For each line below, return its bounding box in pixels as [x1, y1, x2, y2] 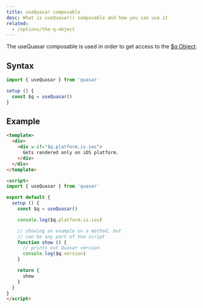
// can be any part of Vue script [17, 233, 105, 239]
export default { [6, 194, 51, 201]
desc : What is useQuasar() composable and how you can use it [6, 15, 168, 21]
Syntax [6, 61, 34, 71]
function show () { [17, 239, 67, 246]
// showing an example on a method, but [17, 228, 122, 234]
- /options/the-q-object [12, 26, 75, 32]
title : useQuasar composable [6, 9, 81, 15]
